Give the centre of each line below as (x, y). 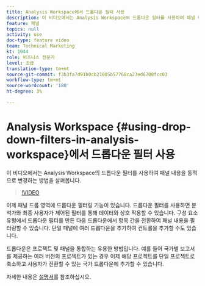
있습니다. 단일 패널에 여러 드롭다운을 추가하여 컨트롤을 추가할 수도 (107, 228)
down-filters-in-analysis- (73, 140)
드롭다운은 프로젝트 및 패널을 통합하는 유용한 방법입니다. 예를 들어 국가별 (92, 248)
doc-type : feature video (38, 40)
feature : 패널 (23, 23)
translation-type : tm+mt (38, 69)
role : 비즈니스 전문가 (31, 57)
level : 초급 (20, 63)
